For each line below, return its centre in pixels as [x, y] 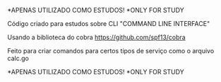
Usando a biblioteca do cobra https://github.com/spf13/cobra [96, 37]
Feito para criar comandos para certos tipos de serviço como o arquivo [111, 51]
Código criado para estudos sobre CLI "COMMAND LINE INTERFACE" [109, 23]
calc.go [18, 58]
